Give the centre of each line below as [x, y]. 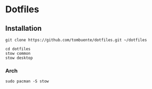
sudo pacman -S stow [27, 81]
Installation [23, 28]
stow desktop [19, 58]
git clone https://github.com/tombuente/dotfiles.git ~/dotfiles [76, 40]
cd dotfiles [18, 49]
